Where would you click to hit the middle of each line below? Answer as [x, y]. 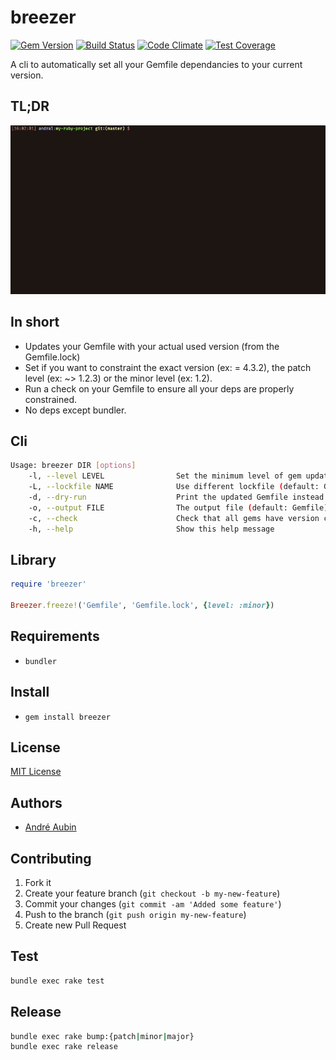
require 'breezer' [48, 584]
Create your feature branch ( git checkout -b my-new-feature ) [152, 893]
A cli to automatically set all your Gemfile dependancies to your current [156, 64]
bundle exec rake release [64, 1047]
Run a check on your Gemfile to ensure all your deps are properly [159, 388]
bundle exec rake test [57, 981]
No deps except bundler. [75, 410]
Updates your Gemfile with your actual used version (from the [152, 346]
